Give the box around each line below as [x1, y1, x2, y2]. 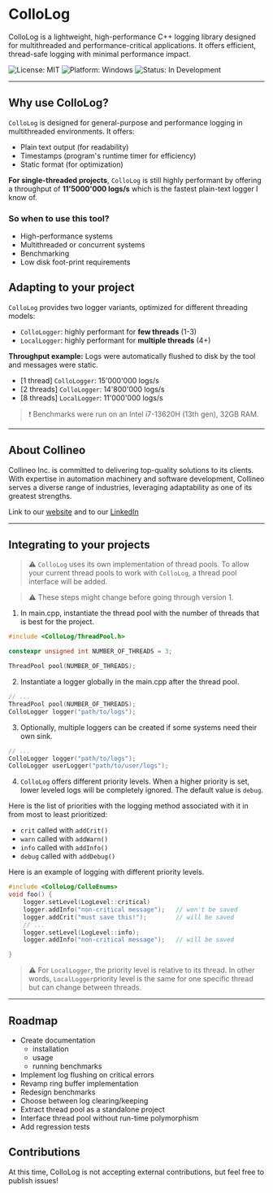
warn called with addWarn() [19, 834, 108, 844]
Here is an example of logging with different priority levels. [8, 867, 205, 877]
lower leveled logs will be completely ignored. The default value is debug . [19, 785, 264, 795]
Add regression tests [19, 1122, 91, 1132]
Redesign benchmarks [19, 1087, 96, 1097]
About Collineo [8, 444, 86, 457]
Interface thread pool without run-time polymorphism [19, 1113, 199, 1123]
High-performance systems [19, 231, 114, 241]
